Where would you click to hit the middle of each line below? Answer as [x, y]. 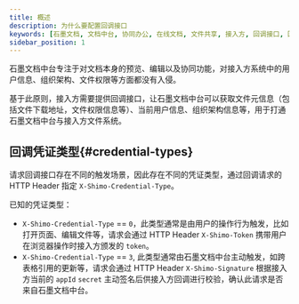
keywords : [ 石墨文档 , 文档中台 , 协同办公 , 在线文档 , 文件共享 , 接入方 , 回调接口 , [147, 34]
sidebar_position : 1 [48, 42]
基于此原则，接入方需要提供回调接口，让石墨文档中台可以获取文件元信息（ [145, 99]
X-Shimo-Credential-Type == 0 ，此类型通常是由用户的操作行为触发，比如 [155, 224]
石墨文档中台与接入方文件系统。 [68, 121]
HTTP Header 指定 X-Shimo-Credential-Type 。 [94, 186]
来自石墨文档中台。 [57, 291]
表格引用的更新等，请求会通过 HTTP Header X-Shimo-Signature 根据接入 [154, 268]
